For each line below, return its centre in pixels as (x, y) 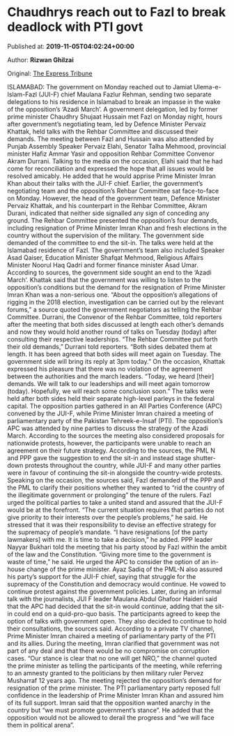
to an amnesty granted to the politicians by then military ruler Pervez (106, 673)
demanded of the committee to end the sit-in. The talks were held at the (110, 242)
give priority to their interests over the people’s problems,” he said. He (108, 517)
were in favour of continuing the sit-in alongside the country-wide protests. (115, 473)
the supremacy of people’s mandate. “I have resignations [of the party (108, 532)
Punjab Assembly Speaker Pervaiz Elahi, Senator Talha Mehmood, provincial (117, 146)
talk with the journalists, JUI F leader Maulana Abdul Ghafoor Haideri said (112, 598)
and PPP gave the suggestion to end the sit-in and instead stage (99, 457)
